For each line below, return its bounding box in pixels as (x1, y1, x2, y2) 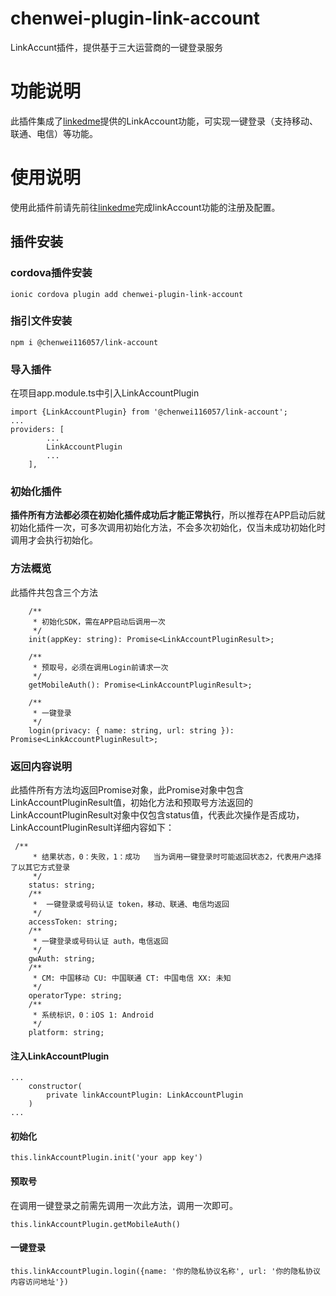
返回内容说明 (10, 759, 73, 773)
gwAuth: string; (28, 953, 97, 964)
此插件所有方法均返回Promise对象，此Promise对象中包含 (10, 783, 245, 796)
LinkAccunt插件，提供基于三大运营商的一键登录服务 (10, 41, 224, 53)
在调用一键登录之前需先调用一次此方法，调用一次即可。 (10, 1199, 238, 1211)
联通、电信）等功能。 (10, 127, 98, 139)
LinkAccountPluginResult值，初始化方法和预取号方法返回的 (10, 796, 254, 808)
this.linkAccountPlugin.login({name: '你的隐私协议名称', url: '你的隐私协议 (10, 1266, 321, 1276)
